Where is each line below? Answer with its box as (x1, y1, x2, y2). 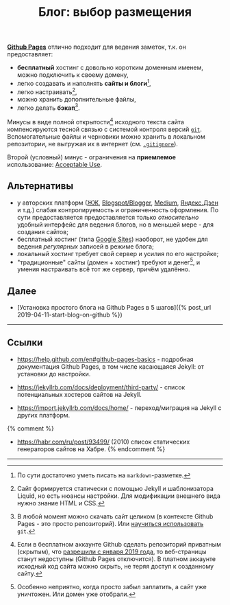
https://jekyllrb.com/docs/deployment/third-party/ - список (16, 383, 186, 391)
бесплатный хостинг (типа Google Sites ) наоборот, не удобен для (16, 235, 209, 243)
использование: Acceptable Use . (7, 160, 103, 168)
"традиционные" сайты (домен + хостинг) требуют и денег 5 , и (16, 257, 201, 266)
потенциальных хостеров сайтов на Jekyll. (16, 390, 142, 398)
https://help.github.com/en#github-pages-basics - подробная (16, 355, 194, 363)
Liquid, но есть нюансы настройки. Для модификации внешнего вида (16, 492, 221, 500)
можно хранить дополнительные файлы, (16, 95, 137, 103)
